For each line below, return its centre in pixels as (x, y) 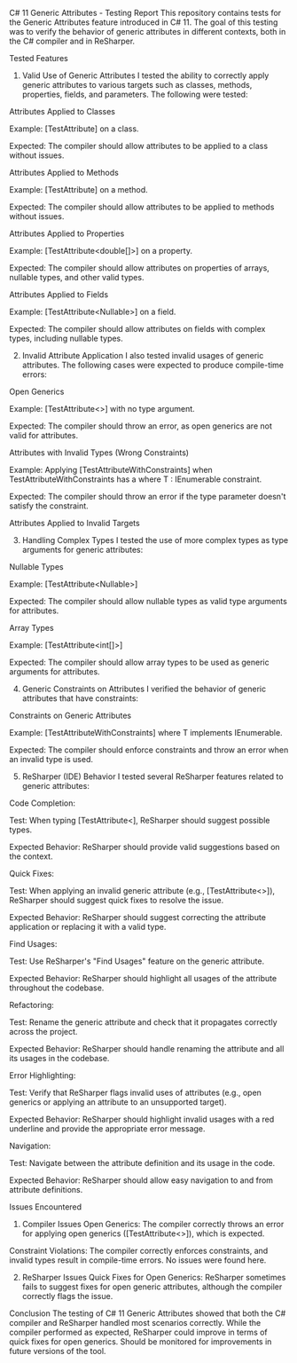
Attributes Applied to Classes (62, 111)
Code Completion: (42, 803)
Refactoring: (32, 1005)
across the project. (43, 1032)
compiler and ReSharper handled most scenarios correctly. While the (135, 1323)
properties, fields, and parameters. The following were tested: (135, 94)
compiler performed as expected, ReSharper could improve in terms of (138, 1332)
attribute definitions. (46, 1190)
